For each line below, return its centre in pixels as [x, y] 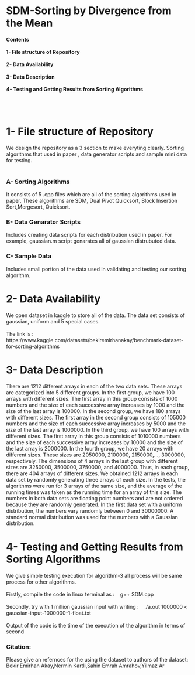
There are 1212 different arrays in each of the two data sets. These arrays [94, 386]
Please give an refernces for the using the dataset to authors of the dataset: [97, 659]
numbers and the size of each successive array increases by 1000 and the [95, 405]
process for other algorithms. [41, 582]
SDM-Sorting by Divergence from [89, 11]
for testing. [19, 160]
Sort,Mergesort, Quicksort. [38, 207]
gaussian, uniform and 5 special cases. [53, 321]
